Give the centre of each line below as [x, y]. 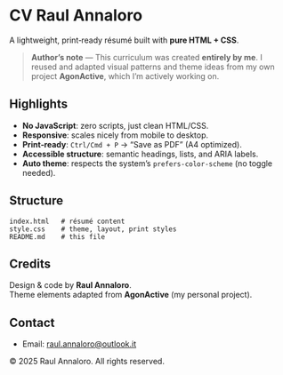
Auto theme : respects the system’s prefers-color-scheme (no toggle [147, 163]
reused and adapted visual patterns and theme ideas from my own [153, 67]
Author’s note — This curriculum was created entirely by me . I [146, 57]
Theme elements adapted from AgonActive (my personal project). [131, 295]
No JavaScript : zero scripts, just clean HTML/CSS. [115, 125]
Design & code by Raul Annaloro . [70, 285]
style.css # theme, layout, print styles [93, 229]
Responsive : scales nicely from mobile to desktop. [115, 135]
